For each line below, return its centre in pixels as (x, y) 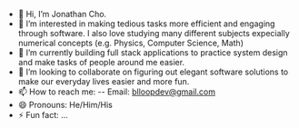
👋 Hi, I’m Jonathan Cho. (62, 14)
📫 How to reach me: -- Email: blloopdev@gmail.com (117, 92)
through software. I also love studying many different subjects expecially (154, 33)
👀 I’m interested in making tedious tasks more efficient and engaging (146, 24)
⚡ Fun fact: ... (43, 115)
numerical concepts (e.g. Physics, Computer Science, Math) (130, 43)
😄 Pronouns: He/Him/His (65, 105)
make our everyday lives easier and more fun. (104, 81)
